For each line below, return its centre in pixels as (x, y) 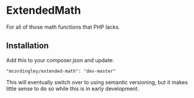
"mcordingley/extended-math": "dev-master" (61, 71)
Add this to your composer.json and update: (60, 60)
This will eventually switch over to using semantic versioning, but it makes (97, 82)
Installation (27, 46)
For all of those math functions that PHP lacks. (63, 27)
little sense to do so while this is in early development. (73, 88)
